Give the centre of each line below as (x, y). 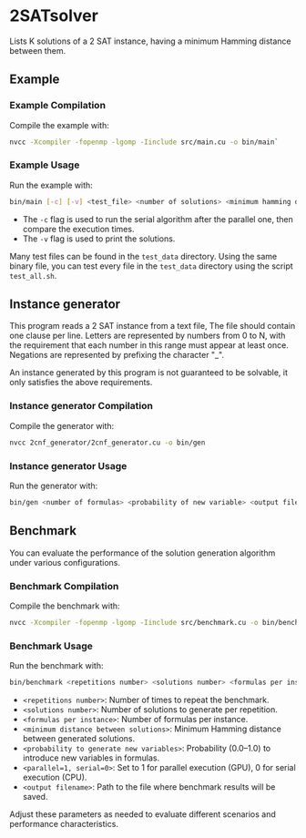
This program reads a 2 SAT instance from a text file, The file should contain (153, 326)
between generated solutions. (78, 738)
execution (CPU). (55, 777)
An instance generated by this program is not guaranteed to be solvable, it (149, 373)
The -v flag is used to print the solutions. (99, 239)
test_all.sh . (33, 275)
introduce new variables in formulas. (91, 758)
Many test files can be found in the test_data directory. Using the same (143, 256)
